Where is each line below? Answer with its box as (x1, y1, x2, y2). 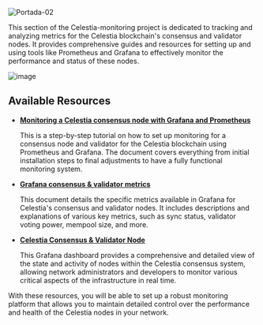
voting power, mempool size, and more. (19, 219, 148, 229)
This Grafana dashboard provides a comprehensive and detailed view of (19, 250, 255, 260)
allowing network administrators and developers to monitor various (19, 267, 239, 276)
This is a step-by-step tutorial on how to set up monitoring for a (19, 130, 227, 140)
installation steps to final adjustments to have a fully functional (19, 155, 223, 165)
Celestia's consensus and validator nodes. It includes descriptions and (19, 203, 250, 212)
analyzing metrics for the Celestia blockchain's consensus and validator (8, 32, 242, 40)
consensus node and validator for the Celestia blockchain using (19, 139, 227, 148)
